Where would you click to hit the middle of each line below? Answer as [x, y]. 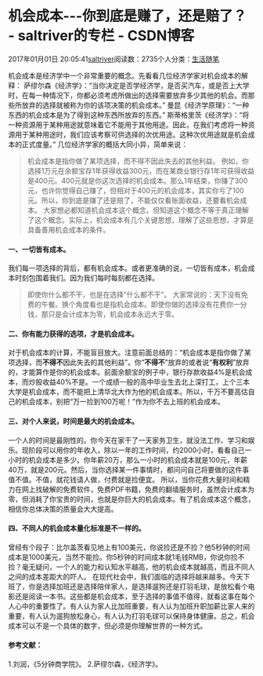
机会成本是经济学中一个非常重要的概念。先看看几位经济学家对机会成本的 [124, 75]
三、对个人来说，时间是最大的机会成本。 [73, 421]
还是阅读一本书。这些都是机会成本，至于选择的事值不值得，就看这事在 [128, 596]
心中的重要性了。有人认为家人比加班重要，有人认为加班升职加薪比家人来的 [135, 606]
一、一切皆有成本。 [39, 249]
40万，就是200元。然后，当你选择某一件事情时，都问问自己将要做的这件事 [129, 470]
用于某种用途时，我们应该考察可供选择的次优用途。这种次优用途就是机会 [131, 134]
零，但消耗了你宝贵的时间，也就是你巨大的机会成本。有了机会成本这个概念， [131, 499]
